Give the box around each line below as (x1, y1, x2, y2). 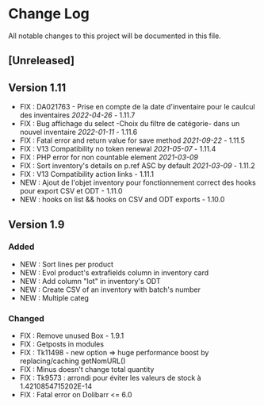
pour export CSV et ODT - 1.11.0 (19, 186, 123, 196)
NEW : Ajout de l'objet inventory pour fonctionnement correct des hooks (19, 178, 256, 187)
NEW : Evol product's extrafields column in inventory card (19, 267, 209, 278)
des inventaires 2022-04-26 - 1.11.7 (19, 110, 136, 120)
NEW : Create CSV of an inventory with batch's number (19, 285, 201, 294)
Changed (8, 312, 45, 324)
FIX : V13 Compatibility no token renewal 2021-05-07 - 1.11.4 (19, 144, 216, 154)
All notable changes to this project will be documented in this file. (8, 31, 222, 40)
